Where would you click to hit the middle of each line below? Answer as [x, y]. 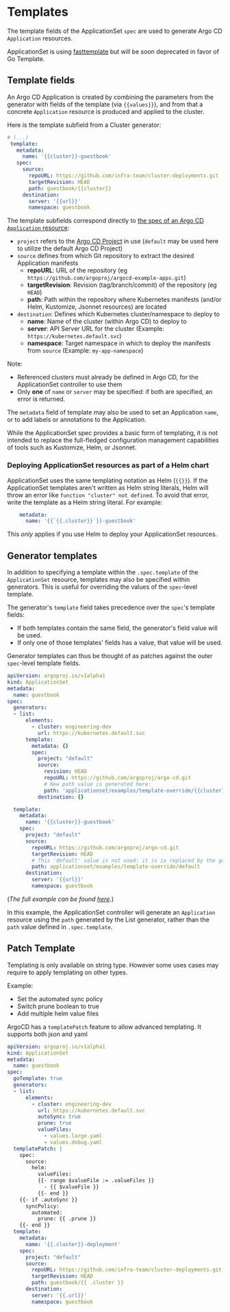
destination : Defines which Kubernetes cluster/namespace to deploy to [118, 314]
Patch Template [41, 949]
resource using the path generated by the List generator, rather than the [108, 919]
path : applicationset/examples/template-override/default [116, 867]
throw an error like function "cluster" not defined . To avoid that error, [108, 495]
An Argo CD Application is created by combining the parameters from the [111, 97]
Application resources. [40, 38]
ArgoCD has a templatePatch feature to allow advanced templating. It [104, 1027]
